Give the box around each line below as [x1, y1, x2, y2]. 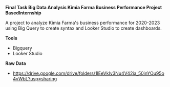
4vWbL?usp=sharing [12, 76, 57, 81]
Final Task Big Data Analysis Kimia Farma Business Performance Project [5, 5, 162, 10]
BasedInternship [5, 10, 42, 16]
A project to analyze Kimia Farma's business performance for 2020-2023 [5, 20, 160, 26]
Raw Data [5, 60, 27, 66]
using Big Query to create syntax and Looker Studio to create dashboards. [5, 25, 162, 31]
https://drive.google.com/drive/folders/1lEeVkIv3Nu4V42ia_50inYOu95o [12, 70, 165, 76]
